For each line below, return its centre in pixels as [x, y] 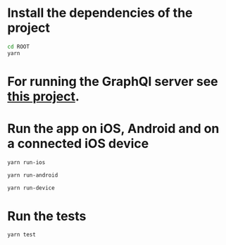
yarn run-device [31, 188]
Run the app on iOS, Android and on [113, 129]
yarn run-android [33, 175]
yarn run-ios [26, 162]
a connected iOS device [78, 144]
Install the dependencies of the [100, 13]
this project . [43, 96]
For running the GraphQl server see [113, 81]
